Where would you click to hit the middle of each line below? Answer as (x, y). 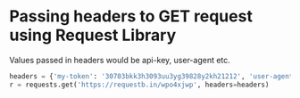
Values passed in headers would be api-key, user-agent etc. (120, 60)
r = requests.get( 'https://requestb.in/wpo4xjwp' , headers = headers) (139, 85)
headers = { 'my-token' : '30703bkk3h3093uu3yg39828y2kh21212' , (127, 76)
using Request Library (93, 35)
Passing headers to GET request (131, 16)
